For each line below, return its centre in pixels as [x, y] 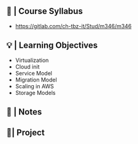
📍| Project [25, 133]
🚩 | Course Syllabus [44, 11]
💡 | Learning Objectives [52, 46]
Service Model [33, 73]
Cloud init [27, 66]
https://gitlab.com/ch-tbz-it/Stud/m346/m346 [73, 26]
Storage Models [35, 93]
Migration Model [36, 80]
